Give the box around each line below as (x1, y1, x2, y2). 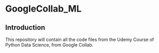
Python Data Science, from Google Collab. (5, 42, 94, 48)
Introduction (5, 23, 46, 32)
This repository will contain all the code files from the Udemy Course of (5, 36, 154, 42)
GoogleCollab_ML (5, 3, 82, 15)
